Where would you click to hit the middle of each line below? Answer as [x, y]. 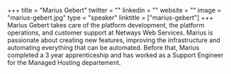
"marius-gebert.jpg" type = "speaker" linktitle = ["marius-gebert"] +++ [111, 18]
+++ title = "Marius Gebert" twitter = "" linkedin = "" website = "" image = [114, 10]
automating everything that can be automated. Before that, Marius [103, 48]
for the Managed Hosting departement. [64, 62]
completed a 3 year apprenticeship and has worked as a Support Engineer [115, 55]
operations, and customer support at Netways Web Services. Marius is [110, 32]
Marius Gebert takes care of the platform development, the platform [106, 25]
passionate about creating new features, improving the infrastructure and [114, 40]
